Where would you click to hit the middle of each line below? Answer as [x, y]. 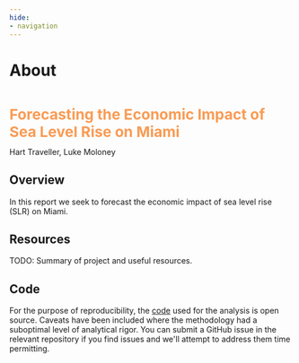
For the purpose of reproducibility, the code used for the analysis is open [145, 311]
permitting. [30, 349]
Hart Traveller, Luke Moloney [63, 151]
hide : [19, 17]
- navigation [34, 26]
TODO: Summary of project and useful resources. [101, 261]
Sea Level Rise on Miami [95, 131]
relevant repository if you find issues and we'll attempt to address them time [150, 339]
